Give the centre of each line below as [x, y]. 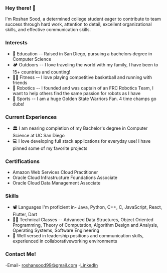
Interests [16, 43]
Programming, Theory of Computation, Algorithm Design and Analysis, [85, 225]
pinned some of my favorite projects [50, 148]
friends [20, 82]
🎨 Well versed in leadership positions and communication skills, [78, 236]
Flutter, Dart [25, 214]
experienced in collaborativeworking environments [65, 241]
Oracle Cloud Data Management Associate [56, 183]
